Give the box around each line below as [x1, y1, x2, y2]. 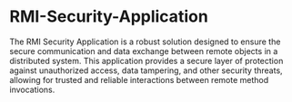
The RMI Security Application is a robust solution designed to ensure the [9, 36, 281, 47]
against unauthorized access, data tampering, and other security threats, [9, 65, 284, 76]
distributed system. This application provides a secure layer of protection [9, 55, 284, 66]
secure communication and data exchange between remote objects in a [9, 45, 278, 56]
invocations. [9, 84, 55, 95]
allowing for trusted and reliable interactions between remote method [9, 74, 269, 85]
